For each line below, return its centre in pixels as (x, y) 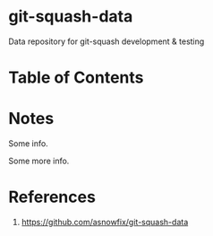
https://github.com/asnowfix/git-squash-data (105, 222)
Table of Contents (76, 78)
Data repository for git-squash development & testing (106, 41)
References (52, 197)
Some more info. (39, 161)
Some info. (28, 144)
